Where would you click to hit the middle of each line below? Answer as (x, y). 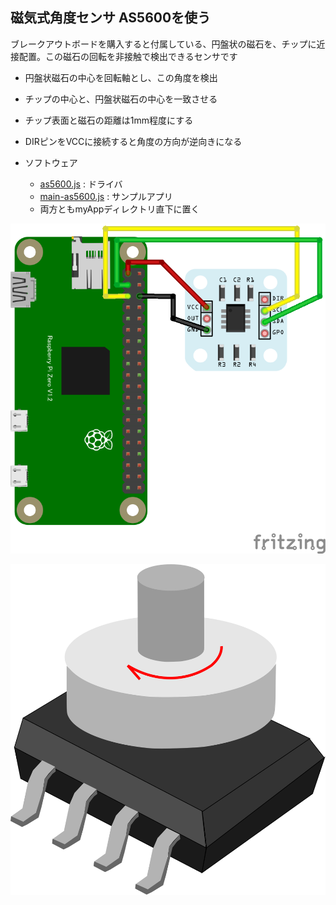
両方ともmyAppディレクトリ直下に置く (119, 209)
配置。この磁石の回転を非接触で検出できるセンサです (128, 56)
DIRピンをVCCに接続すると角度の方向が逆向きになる (133, 141)
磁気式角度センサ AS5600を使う (111, 18)
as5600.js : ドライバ (81, 184)
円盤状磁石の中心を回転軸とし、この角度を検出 (121, 77)
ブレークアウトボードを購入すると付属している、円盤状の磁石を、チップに (163, 44)
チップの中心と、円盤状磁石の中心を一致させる (121, 99)
